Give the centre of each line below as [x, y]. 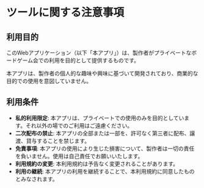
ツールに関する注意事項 [65, 13]
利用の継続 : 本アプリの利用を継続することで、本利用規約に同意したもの [105, 171]
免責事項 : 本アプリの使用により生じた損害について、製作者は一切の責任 [105, 148]
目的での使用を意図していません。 [49, 81]
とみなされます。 [36, 179]
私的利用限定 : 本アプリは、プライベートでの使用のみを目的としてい [100, 118]
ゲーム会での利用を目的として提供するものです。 [78, 60]
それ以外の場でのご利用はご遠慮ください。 [79, 125]
